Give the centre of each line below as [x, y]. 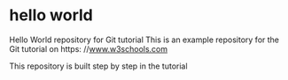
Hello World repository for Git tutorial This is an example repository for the [144, 40]
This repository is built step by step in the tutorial [98, 66]
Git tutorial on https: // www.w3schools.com [89, 48]
